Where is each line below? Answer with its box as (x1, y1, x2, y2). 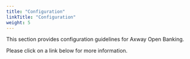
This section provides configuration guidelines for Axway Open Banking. (6, 36, 185, 43)
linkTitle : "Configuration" (6, 14, 76, 20)
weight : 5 (6, 19, 31, 25)
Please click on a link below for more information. (6, 47, 128, 54)
